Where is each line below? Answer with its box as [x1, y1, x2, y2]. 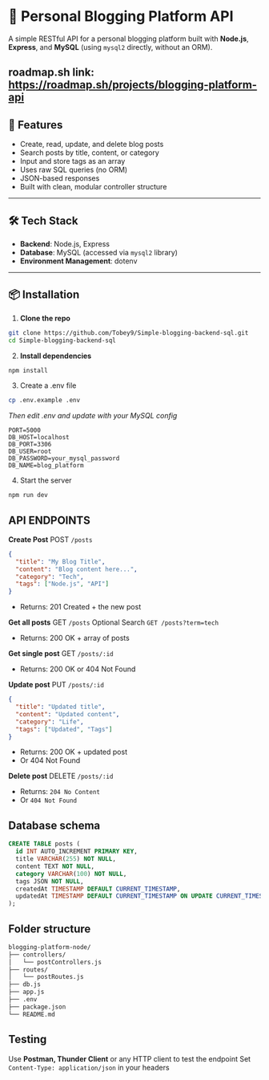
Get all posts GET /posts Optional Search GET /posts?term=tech [8, 617, 219, 627]
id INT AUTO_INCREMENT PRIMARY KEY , [15, 847, 138, 856]
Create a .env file [19, 381, 77, 390]
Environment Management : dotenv [19, 256, 138, 266]
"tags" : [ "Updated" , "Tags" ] [15, 725, 113, 733]
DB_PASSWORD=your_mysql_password [8, 454, 120, 463]
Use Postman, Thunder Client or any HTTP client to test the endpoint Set [8, 1054, 251, 1063]
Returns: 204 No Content [19, 787, 100, 797]
